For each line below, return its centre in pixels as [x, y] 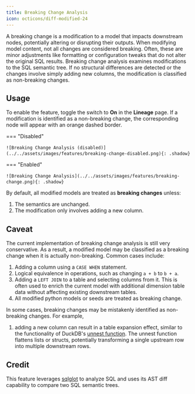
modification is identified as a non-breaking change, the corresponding [92, 119]
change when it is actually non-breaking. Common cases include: [85, 256]
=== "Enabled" [24, 165]
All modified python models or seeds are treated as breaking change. [98, 298]
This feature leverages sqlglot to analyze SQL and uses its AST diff [87, 379]
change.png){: [23, 182]
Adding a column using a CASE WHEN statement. [71, 267]
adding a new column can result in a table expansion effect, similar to [98, 328]
